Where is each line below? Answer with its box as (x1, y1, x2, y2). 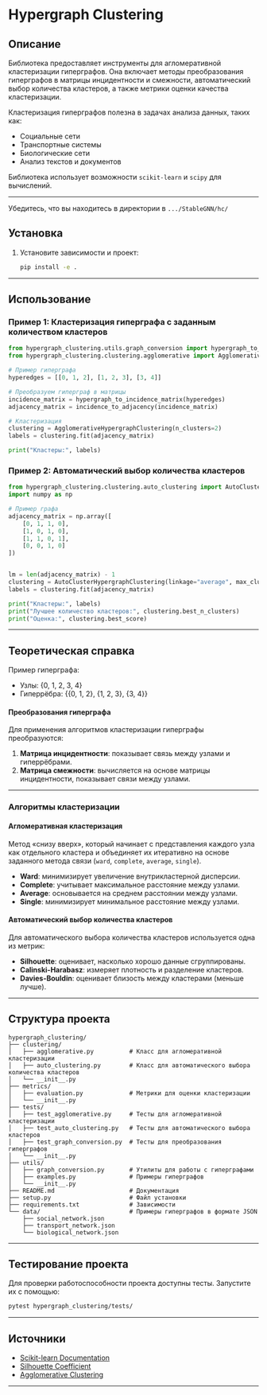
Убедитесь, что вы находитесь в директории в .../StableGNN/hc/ (8, 204, 229, 212)
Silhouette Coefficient (19, 1362, 91, 1371)
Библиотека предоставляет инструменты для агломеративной (8, 58, 222, 68)
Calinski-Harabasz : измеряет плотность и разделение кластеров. (19, 964, 244, 974)
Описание (8, 37, 61, 51)
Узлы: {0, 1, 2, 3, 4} (19, 680, 83, 690)
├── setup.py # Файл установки (8, 1194, 187, 1202)
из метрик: (8, 941, 45, 950)
